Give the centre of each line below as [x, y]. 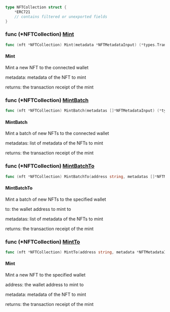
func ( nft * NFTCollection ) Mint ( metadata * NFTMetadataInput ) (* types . [81, 45]
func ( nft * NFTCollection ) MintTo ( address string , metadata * [72, 252]
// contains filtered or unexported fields [61, 17]
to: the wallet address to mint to [38, 209]
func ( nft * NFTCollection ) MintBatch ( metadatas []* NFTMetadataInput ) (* [83, 111]
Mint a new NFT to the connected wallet [47, 67]
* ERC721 [22, 12]
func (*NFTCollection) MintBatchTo [50, 166]
